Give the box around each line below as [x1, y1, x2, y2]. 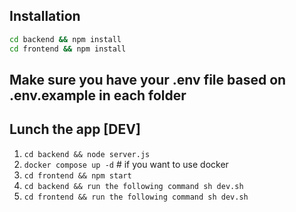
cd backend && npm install [9, 34, 122, 44]
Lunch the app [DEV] [9, 121, 141, 138]
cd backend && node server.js [23, 149, 151, 159]
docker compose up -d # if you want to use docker [23, 158, 229, 170]
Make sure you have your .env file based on [9, 71, 287, 88]
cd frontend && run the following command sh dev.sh [23, 192, 249, 202]
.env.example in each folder [9, 87, 187, 104]
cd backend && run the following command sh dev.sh [23, 181, 244, 191]
